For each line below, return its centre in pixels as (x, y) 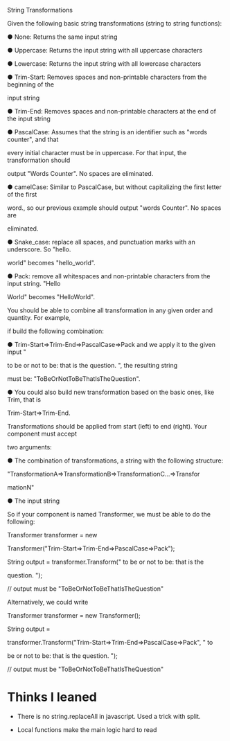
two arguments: (29, 447)
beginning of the (30, 84)
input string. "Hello (34, 284)
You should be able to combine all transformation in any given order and (110, 310)
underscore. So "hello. (39, 249)
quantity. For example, (39, 318)
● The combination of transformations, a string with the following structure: (115, 461)
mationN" (21, 487)
